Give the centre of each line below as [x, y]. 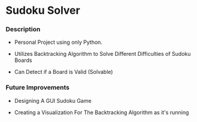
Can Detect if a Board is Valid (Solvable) [63, 72]
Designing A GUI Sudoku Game [53, 100]
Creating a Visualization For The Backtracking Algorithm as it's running [101, 112]
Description [23, 29]
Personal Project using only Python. [58, 42]
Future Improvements [38, 88]
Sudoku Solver [43, 11]
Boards [23, 60]
